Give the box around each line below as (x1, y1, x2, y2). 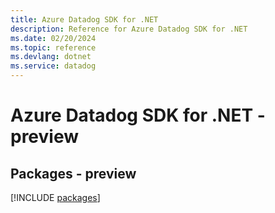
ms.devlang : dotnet (10, 52, 92, 62)
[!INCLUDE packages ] (10, 192, 101, 203)
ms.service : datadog (10, 61, 97, 71)
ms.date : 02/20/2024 (10, 33, 97, 43)
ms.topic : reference (10, 42, 97, 53)
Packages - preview (10, 165, 137, 182)
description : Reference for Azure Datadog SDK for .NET (10, 24, 248, 34)
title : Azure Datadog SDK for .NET (10, 14, 159, 25)
